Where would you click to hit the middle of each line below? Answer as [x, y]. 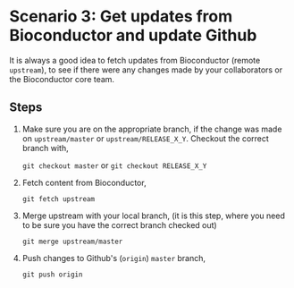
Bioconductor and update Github [133, 35]
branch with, [45, 148]
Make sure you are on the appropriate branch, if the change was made [152, 129]
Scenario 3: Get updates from [121, 17]
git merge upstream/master [72, 241]
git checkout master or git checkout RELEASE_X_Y [114, 165]
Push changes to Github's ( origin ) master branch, [114, 258]
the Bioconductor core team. [62, 79]
